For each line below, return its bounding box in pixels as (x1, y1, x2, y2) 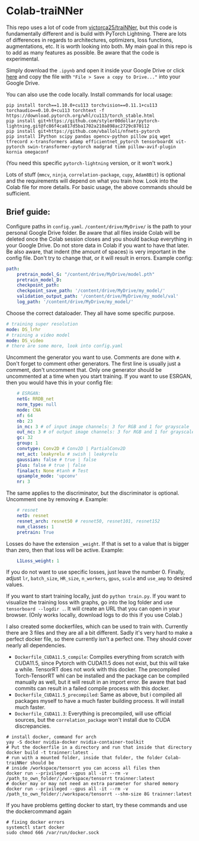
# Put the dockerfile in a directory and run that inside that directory (6, 744, 192, 751)
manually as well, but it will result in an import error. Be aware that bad (14, 678, 187, 686)
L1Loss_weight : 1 (17, 558, 60, 564)
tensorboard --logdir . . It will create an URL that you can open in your (6, 605, 180, 612)
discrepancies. (14, 722, 52, 730)
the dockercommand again (6, 808, 72, 815)
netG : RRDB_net (17, 396, 54, 402)
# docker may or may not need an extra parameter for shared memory (6, 781, 179, 787)
